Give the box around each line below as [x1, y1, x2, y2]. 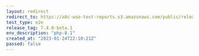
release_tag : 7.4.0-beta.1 [6, 24, 73, 31]
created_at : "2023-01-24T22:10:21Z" [6, 36, 97, 41]
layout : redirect [6, 8, 49, 15]
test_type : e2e [6, 19, 44, 25]
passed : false [6, 41, 41, 47]
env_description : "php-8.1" [6, 30, 76, 36]
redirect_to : [6, 14, 38, 20]
